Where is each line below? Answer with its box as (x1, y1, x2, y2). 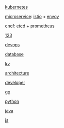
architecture (5, 70, 30, 76)
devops (5, 42, 20, 48)
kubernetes (5, 4, 28, 10)
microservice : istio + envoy (5, 14, 59, 19)
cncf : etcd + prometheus (5, 23, 55, 29)
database (5, 51, 24, 57)
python (5, 98, 19, 104)
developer (5, 80, 26, 85)
